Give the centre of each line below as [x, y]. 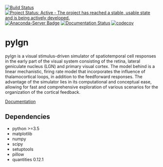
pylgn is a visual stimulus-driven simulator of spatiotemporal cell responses [81, 56]
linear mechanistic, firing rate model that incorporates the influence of [75, 71]
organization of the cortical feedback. [43, 92]
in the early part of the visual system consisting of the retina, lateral [72, 61]
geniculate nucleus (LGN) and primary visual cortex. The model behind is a [80, 66]
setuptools [23, 149]
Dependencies [27, 117]
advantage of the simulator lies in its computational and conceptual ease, [78, 82]
